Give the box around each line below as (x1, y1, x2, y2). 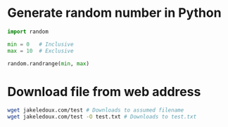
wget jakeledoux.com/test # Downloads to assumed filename (7, 107, 184, 114)
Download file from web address (7, 83, 201, 100)
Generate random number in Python (7, 5, 222, 21)
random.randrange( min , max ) (7, 60, 90, 67)
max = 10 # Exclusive (7, 47, 74, 54)
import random (7, 28, 49, 35)
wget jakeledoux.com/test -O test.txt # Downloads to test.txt (7, 114, 197, 121)
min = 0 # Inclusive (7, 41, 74, 48)
